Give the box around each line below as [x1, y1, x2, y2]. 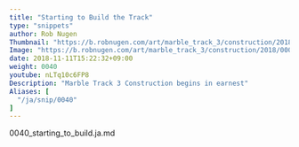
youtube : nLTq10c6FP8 [9, 71, 90, 80]
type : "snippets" [9, 21, 74, 30]
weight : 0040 [9, 63, 58, 72]
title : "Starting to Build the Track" [9, 12, 153, 22]
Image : [9, 46, 34, 55]
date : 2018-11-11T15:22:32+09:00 [9, 54, 133, 63]
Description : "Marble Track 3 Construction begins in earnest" [9, 79, 249, 88]
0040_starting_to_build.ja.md [9, 128, 116, 138]
